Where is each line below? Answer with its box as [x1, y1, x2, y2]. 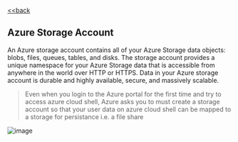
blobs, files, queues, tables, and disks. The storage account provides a [7, 53, 215, 61]
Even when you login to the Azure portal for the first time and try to [24, 89, 222, 98]
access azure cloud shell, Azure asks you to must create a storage [24, 97, 220, 106]
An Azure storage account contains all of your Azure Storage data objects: [7, 46, 226, 54]
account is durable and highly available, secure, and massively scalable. [7, 76, 219, 84]
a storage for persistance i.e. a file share [24, 112, 144, 121]
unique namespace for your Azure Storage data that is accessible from [7, 61, 215, 69]
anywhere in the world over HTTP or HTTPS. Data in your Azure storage [7, 68, 219, 77]
